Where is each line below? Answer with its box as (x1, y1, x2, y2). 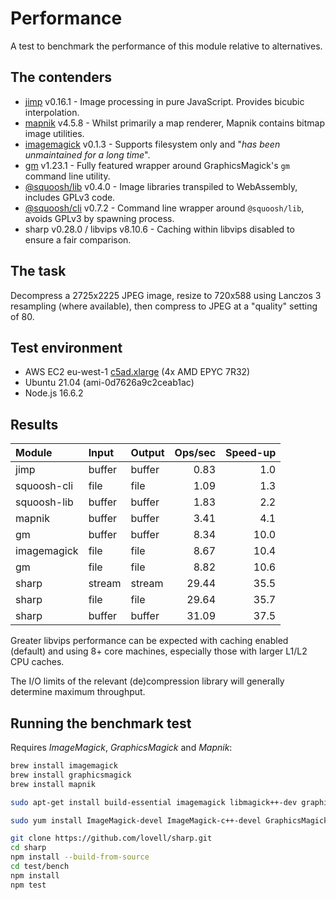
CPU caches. (10, 656, 65, 668)
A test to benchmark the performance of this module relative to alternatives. (10, 40, 323, 52)
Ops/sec (174, 446, 217, 460)
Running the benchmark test (10, 715, 192, 732)
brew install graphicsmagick (10, 770, 132, 780)
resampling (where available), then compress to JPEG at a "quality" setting (10, 300, 318, 312)
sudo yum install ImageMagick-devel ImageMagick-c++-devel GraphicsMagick (10, 815, 329, 826)
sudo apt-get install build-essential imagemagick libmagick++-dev (10, 797, 298, 807)
